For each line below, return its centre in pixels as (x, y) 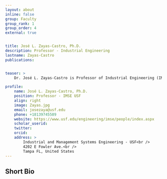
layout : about (20, 10)
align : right (28, 101)
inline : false (20, 14)
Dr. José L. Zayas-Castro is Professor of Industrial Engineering (84, 78)
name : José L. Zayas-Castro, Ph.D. (51, 91)
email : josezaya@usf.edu (40, 110)
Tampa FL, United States (49, 151)
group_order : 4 (21, 28)
